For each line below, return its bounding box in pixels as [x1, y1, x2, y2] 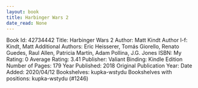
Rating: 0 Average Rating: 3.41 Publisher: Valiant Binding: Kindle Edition [6, 55, 183, 63]
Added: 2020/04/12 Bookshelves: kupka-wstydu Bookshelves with [6, 69, 172, 76]
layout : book [6, 8, 39, 15]
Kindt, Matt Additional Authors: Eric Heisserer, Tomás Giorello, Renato [6, 43, 179, 50]
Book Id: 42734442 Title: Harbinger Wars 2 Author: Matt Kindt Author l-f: [6, 37, 188, 44]
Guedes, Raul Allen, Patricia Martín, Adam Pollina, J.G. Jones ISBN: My [6, 49, 182, 57]
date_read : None [6, 20, 47, 26]
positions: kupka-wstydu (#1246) [6, 75, 89, 82]
